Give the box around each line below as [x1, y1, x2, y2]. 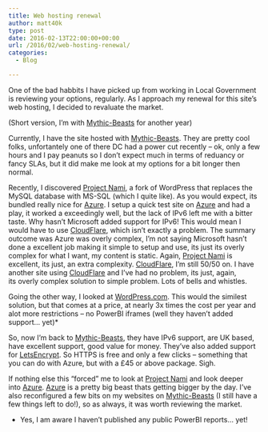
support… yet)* [8, 317, 58, 326]
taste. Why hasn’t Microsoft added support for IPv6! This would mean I [8, 217, 242, 226]
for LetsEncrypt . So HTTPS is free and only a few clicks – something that [8, 350, 248, 359]
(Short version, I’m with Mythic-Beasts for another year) [8, 118, 193, 127]
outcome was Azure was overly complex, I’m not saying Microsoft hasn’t [8, 234, 247, 243]
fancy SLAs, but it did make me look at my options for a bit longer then [8, 158, 241, 168]
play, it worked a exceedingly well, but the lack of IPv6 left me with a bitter [8, 208, 254, 218]
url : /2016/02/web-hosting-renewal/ [8, 42, 130, 50]
